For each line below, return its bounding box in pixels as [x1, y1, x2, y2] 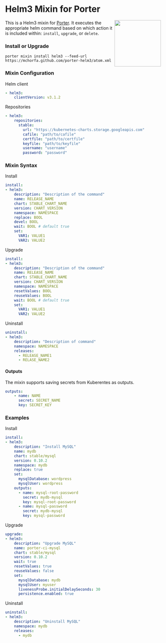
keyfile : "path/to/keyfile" [23, 141, 81, 146]
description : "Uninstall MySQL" [14, 619, 81, 624]
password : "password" [23, 150, 68, 155]
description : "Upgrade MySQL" [14, 541, 77, 546]
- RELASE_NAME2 [18, 357, 50, 363]
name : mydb [14, 449, 37, 454]
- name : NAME [14, 393, 41, 398]
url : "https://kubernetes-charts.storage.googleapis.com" [23, 127, 145, 132]
